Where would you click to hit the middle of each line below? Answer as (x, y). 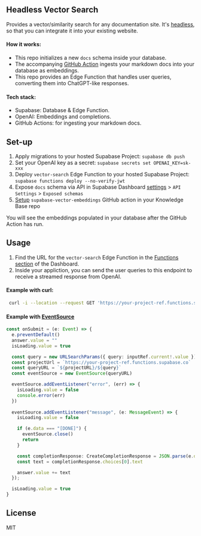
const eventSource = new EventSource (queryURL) (72, 374)
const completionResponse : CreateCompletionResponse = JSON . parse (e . (106, 456)
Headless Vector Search (52, 10)
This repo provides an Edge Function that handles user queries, (93, 77)
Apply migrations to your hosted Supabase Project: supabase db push (100, 156)
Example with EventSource (40, 317)
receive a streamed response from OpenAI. (68, 276)
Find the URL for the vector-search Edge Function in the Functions (97, 257)
